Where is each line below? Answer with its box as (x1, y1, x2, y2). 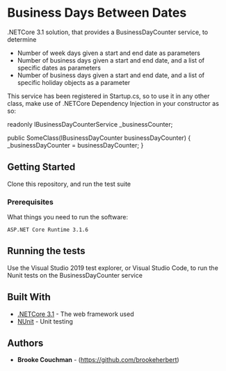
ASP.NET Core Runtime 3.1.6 (7, 226, 89, 234)
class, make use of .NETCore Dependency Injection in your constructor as (7, 99, 219, 107)
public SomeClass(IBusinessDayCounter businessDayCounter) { (7, 134, 191, 142)
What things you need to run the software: (7, 213, 129, 221)
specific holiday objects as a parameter (17, 78, 131, 86)
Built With (7, 291, 51, 303)
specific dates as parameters (17, 63, 101, 72)
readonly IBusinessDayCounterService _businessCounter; (7, 120, 173, 128)
